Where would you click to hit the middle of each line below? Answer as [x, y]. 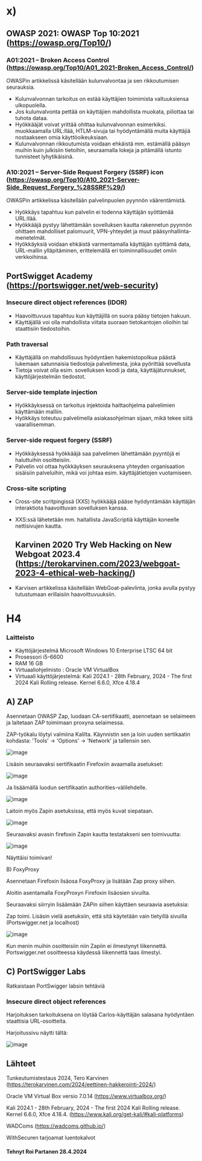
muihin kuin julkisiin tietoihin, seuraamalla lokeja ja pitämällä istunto [98, 150]
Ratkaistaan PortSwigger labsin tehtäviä [56, 986]
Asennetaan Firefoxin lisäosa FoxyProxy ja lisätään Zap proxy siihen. [91, 881]
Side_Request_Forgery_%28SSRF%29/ [65, 187]
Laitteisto [21, 637]
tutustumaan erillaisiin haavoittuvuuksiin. [65, 594]
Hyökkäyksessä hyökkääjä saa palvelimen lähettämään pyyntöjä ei [97, 453]
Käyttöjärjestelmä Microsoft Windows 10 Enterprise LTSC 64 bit [94, 651]
